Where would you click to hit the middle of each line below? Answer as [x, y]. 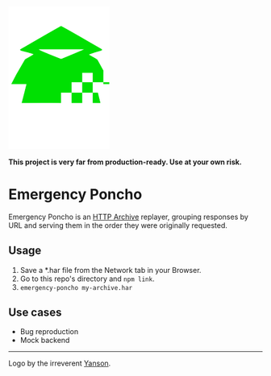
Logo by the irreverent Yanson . [60, 363]
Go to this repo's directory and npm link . [87, 279]
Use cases [35, 312]
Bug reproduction [49, 332]
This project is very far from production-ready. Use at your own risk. [125, 162]
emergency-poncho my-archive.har [76, 287]
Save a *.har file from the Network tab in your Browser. [110, 270]
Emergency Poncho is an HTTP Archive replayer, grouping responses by [128, 217]
